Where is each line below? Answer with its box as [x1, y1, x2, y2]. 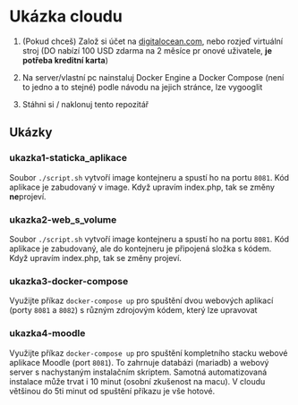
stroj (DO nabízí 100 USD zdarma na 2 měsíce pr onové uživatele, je [21, 45, 273, 55]
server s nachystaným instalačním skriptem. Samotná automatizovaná [9, 367, 268, 377]
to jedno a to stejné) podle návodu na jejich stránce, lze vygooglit [21, 81, 263, 92]
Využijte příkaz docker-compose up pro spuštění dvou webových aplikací [9, 295, 274, 306]
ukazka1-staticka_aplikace [9, 152, 128, 165]
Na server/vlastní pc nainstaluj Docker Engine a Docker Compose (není [21, 72, 285, 82]
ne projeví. [9, 190, 47, 202]
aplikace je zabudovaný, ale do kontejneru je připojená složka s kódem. [9, 243, 272, 254]
